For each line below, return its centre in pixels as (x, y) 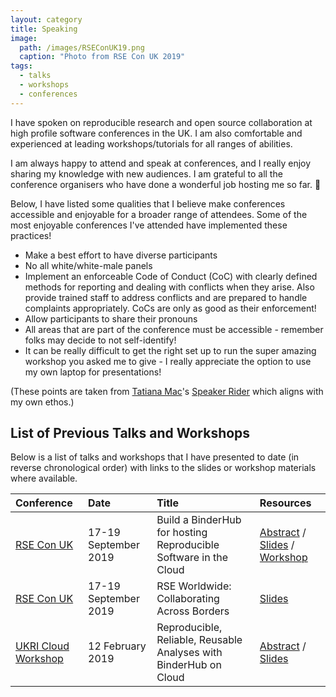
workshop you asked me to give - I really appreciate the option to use (168, 361)
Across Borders (193, 611)
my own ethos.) (42, 402)
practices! (31, 235)
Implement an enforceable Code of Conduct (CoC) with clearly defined (171, 276)
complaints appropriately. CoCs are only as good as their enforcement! (170, 308)
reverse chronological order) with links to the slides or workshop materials (163, 468)
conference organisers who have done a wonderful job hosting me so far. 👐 (166, 184)
